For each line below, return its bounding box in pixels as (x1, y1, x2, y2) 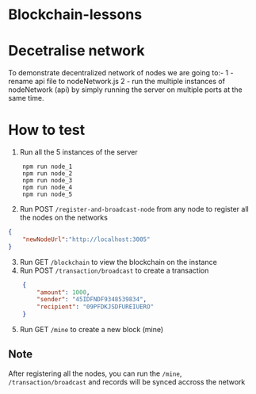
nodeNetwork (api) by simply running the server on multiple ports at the (8, 85, 243, 94)
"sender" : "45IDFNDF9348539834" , (36, 296, 147, 304)
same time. (8, 94, 45, 103)
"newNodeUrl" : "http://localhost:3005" (22, 235, 151, 243)
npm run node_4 (22, 184, 73, 192)
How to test (8, 121, 86, 140)
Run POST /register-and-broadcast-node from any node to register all (19, 205, 249, 214)
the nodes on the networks (19, 212, 109, 223)
